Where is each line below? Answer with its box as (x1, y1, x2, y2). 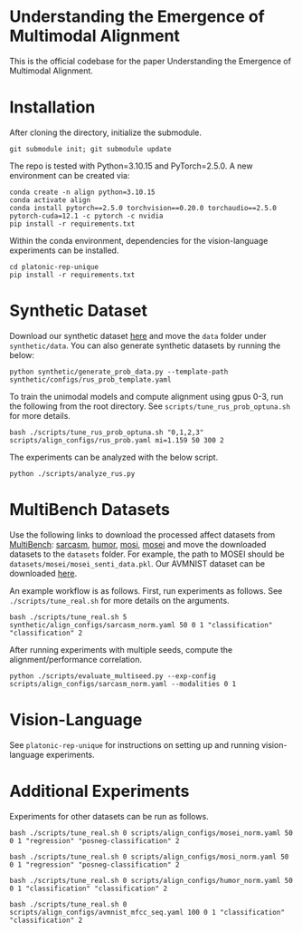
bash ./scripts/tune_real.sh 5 (9, 612, 127, 622)
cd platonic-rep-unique (9, 262, 99, 271)
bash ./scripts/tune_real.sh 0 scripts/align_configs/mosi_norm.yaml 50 (9, 852, 289, 861)
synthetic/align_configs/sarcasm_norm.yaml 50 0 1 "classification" (9, 620, 273, 629)
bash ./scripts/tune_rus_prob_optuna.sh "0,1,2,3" (9, 428, 204, 437)
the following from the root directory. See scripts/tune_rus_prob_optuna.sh (9, 401, 291, 412)
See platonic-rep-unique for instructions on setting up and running (9, 739, 260, 750)
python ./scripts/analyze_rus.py (9, 469, 136, 478)
